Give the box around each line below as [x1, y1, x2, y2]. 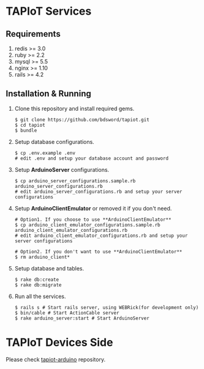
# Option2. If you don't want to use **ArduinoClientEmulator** [14, 248, 183, 255]
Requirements [6, 29, 61, 39]
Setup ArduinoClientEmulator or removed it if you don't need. [14, 204, 172, 212]
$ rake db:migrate [14, 281, 62, 288]
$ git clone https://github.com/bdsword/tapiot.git [14, 116, 149, 123]
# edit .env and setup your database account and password [14, 155, 169, 162]
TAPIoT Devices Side [6, 335, 113, 349]
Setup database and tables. [14, 264, 85, 272]
